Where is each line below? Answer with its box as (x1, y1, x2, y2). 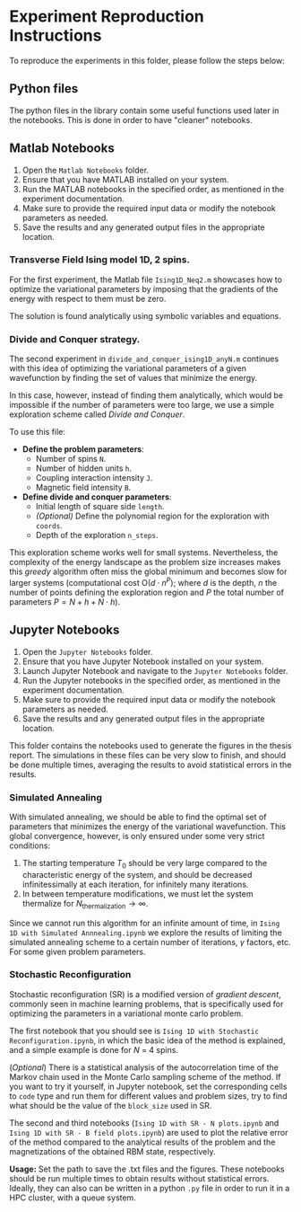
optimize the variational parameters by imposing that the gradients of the (9, 283, 279, 294)
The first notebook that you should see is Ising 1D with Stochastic (9, 1025, 260, 1036)
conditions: (9, 840, 51, 851)
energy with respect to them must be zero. (9, 293, 167, 304)
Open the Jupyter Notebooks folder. (21, 646, 153, 657)
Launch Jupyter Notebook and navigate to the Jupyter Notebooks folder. (21, 665, 288, 676)
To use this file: (9, 427, 65, 438)
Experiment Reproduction (9, 6, 204, 27)
